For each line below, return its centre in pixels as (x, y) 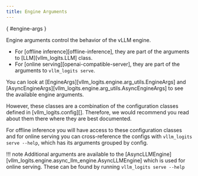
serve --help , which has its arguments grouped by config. (77, 142)
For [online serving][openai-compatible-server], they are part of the (97, 64)
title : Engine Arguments (37, 12)
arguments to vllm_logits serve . (55, 70)
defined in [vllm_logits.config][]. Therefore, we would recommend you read (98, 112)
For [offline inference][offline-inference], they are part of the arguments (102, 52)
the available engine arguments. (45, 94)
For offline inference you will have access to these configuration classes (94, 130)
